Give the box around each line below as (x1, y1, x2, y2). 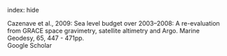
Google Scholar (7, 41, 53, 49)
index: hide (7, 6, 40, 14)
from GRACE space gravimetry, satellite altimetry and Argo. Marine (7, 27, 200, 35)
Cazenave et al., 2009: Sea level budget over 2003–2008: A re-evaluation (7, 19, 221, 27)
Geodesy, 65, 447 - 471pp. (7, 34, 85, 42)
